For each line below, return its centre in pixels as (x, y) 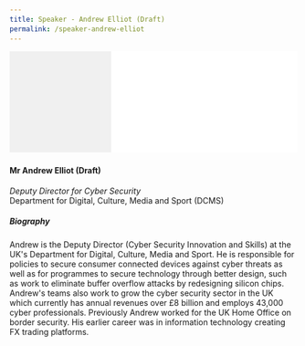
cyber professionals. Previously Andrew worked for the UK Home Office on (151, 312)
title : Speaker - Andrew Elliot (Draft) (88, 19)
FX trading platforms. (49, 331)
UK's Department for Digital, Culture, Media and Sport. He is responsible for (152, 254)
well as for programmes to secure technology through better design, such (148, 273)
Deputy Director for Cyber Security (75, 191)
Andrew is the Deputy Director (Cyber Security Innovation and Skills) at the (151, 244)
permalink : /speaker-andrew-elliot (77, 29)
